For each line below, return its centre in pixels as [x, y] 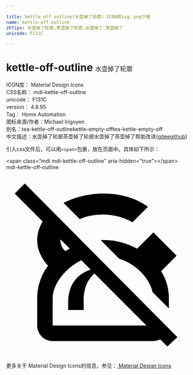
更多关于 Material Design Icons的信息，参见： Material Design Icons [89, 366]
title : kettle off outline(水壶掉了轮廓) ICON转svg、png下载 [78, 17]
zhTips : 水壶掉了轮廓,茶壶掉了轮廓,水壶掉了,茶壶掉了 [65, 28]
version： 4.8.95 [26, 107]
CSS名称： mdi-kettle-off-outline [46, 92]
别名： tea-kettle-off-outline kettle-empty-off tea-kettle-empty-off [85, 129]
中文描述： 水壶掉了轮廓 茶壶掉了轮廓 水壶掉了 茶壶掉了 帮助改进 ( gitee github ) [97, 137]
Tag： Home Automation [36, 114]
